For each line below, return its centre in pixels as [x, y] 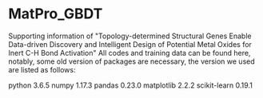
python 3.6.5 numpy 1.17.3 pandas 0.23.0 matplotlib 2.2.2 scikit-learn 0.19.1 [131, 85]
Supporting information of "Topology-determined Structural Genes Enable [130, 36]
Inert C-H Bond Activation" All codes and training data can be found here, [130, 53]
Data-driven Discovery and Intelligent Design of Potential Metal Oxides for [130, 44]
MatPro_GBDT [56, 14]
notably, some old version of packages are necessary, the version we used [132, 61]
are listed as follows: [42, 69]
